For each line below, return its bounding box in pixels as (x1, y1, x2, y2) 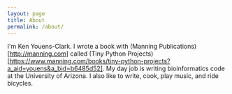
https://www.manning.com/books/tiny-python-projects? (9, 57, 171, 65)
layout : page (7, 10, 45, 17)
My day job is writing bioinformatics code (106, 64, 225, 73)
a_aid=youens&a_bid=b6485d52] (7, 64, 103, 73)
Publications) (159, 42, 197, 51)
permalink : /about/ (7, 23, 64, 30)
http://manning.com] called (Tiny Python (9, 49, 126, 58)
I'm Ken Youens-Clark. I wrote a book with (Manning (7, 42, 158, 51)
